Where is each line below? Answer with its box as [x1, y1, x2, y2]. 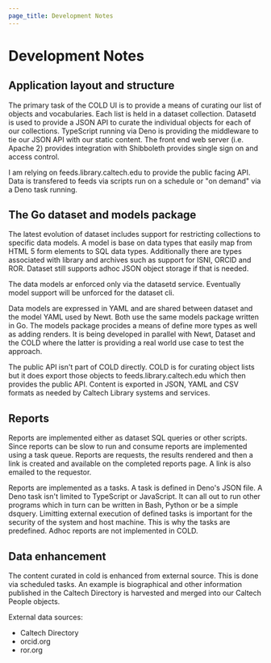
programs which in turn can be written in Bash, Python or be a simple [8, 500, 239, 510]
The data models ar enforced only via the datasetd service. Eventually [8, 280, 241, 289]
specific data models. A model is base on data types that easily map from [8, 238, 252, 247]
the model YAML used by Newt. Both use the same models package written [8, 312, 260, 322]
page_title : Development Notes [8, 11, 114, 20]
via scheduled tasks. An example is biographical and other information [8, 580, 242, 589]
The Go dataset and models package [8, 208, 197, 222]
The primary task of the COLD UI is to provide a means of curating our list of [8, 100, 262, 110]
